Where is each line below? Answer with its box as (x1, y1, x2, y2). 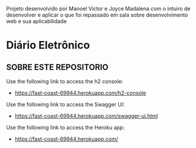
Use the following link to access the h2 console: (6, 78, 124, 85)
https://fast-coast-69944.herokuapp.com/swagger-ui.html (14, 112, 159, 119)
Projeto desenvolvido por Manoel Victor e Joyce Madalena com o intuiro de (6, 5, 191, 12)
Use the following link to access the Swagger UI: (6, 101, 125, 108)
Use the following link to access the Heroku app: (6, 124, 125, 131)
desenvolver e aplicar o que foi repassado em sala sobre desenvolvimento (6, 11, 188, 18)
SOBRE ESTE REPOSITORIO (6, 62, 109, 72)
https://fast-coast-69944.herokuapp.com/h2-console (14, 89, 147, 96)
